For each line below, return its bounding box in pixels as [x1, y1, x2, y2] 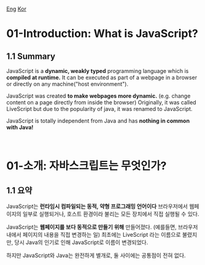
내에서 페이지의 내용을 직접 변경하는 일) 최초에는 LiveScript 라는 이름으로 [6, 231, 181, 238]
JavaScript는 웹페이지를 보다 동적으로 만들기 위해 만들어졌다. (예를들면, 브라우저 [6, 223, 198, 231]
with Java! [6, 124, 34, 131]
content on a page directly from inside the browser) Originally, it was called [6, 99, 196, 106]
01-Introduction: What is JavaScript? [6, 27, 198, 40]
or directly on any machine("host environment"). [6, 80, 129, 88]
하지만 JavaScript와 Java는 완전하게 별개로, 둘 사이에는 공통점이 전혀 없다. [6, 252, 186, 259]
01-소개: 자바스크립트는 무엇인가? [6, 159, 167, 173]
